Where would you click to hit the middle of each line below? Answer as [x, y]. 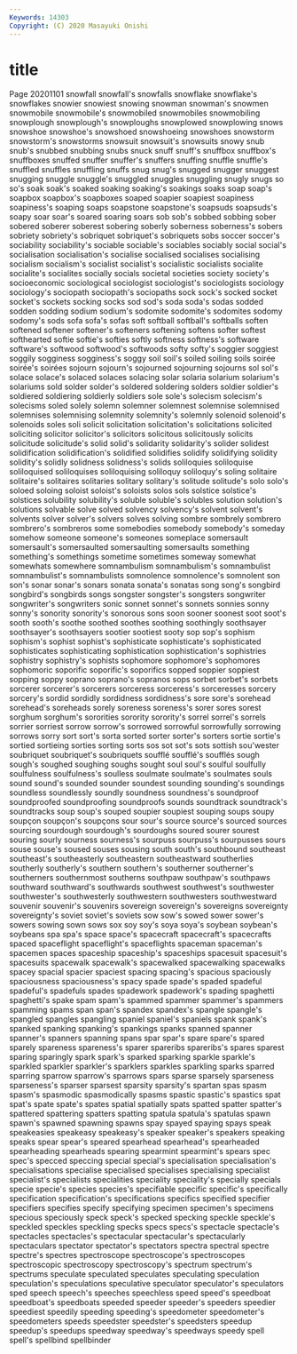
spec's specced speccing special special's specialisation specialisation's [143, 1161]
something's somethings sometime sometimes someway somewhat [133, 557]
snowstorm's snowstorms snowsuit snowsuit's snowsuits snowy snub [137, 141]
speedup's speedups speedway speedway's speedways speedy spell [137, 1331]
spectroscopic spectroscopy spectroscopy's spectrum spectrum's [131, 1265]
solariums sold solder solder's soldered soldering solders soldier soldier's [144, 386]
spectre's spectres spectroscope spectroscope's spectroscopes [127, 1255]
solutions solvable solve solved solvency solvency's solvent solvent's [136, 510]
